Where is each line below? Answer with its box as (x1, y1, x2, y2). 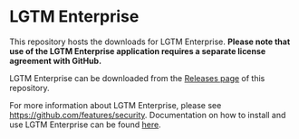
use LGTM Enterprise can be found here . (9, 119, 161, 130)
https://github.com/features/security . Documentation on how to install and (9, 109, 286, 120)
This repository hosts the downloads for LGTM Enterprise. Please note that (9, 36, 291, 47)
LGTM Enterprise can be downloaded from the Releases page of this (9, 72, 265, 83)
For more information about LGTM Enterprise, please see (9, 99, 222, 110)
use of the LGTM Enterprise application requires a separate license (9, 45, 266, 56)
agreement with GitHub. (9, 55, 102, 66)
